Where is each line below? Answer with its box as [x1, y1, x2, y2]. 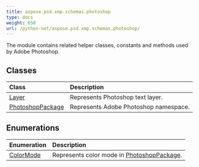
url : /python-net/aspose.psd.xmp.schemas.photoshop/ [6, 25, 140, 32]
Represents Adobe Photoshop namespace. [69, 103, 190, 111]
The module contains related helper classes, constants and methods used [6, 42, 188, 49]
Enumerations [6, 123, 60, 133]
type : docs [6, 14, 33, 20]
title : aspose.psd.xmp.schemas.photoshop [6, 8, 111, 15]
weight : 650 [6, 20, 36, 26]
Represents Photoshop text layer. [69, 93, 163, 101]
